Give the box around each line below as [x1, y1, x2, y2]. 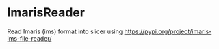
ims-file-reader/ [7, 34, 52, 42]
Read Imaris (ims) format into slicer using [7, 27, 123, 35]
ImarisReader [7, 5, 86, 20]
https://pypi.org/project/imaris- [124, 27, 212, 35]
